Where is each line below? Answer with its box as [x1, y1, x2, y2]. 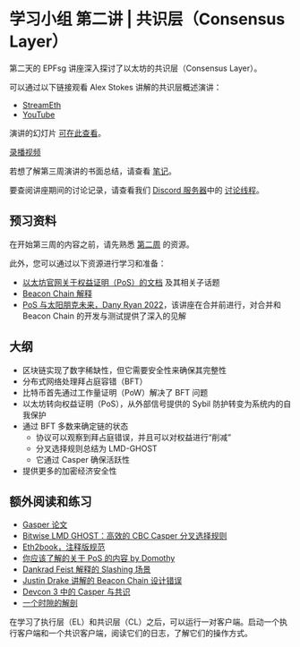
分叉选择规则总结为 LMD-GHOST [35, 443, 159, 454]
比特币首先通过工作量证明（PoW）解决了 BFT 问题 [21, 387, 209, 397]
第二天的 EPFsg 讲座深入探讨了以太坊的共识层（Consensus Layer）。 [9, 63, 262, 73]
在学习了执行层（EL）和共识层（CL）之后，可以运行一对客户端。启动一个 [9, 617, 280, 627]
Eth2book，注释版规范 [21, 541, 106, 552]
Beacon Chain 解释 [21, 288, 92, 299]
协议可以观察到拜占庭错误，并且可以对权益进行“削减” [35, 431, 231, 442]
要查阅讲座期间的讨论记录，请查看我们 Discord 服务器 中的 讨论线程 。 [9, 184, 264, 195]
